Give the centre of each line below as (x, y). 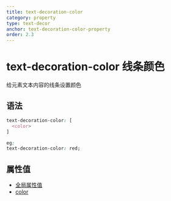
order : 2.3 (20, 35)
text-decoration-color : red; (43, 148)
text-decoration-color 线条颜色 (85, 67)
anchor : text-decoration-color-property (59, 29)
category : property (31, 18)
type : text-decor (28, 23)
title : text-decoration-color (45, 12)
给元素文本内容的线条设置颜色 (44, 85)
